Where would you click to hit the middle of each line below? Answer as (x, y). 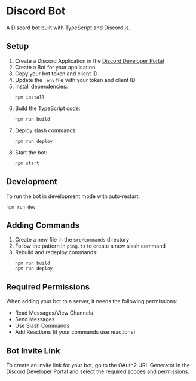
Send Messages (35, 319)
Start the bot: (31, 152)
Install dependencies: (41, 86)
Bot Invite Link (33, 351)
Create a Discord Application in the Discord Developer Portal (89, 60)
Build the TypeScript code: (48, 108)
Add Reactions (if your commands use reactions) (75, 332)
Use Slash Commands (42, 326)
